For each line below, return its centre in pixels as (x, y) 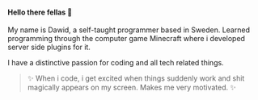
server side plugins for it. (49, 47)
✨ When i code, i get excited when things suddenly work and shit (136, 78)
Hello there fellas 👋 (40, 12)
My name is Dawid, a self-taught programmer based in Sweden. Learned (129, 30)
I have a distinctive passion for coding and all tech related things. (116, 63)
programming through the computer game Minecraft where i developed (127, 39)
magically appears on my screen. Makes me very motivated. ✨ (131, 87)
